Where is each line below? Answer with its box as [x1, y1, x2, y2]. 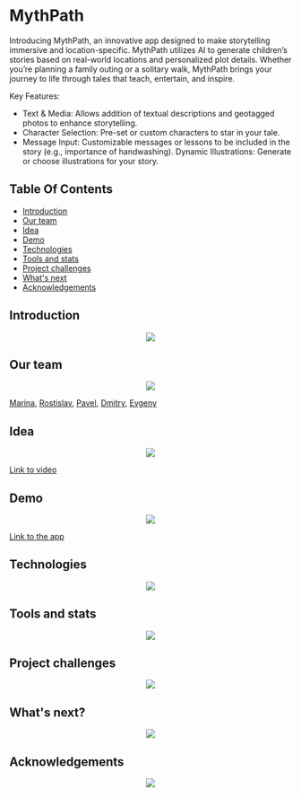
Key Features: [9, 91, 60, 101]
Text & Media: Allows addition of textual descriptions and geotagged [21, 108, 275, 118]
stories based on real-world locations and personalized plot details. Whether [9, 54, 292, 65]
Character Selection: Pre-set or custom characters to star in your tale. [21, 127, 280, 137]
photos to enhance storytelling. [21, 118, 138, 128]
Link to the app [9, 531, 64, 541]
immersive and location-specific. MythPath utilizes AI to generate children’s [9, 44, 288, 55]
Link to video [9, 464, 57, 476]
